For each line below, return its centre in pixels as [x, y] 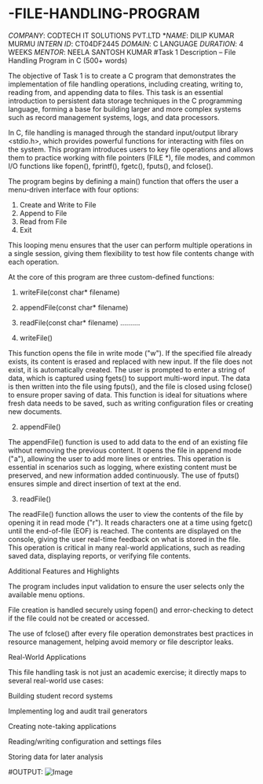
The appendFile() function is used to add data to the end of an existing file [128, 441]
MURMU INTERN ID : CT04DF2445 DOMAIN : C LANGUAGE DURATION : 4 [126, 43]
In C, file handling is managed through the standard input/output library [123, 132]
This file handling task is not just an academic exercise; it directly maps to [128, 672]
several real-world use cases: [56, 680]
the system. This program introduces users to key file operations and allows [131, 149]
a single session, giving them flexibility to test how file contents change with [131, 253]
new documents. [35, 411]
